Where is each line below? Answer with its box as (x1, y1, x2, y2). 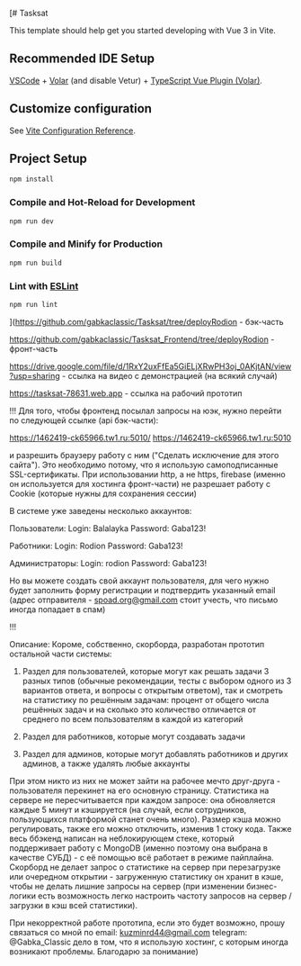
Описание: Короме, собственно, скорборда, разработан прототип (9, 638, 265, 649)
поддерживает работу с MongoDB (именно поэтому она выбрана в (9, 842, 268, 853)
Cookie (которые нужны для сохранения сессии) (9, 488, 198, 499)
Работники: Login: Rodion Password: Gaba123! (9, 540, 183, 551)
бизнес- (246, 880, 278, 891)
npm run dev (9, 216, 54, 226)
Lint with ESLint (9, 279, 79, 292)
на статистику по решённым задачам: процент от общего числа (22, 694, 270, 705)
